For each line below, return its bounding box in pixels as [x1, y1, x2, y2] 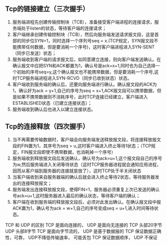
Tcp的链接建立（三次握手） [5, 4, 89, 13]
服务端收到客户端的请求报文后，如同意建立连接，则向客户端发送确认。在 [12, 56, 161, 62]
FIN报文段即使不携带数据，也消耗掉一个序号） [21, 149, 116, 155]
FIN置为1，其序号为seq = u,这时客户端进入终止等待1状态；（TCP [21, 143, 152, 149]
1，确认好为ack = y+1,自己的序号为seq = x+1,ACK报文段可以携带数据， [12, 87, 157, 93]
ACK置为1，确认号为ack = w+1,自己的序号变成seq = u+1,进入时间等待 [12, 205, 155, 211]
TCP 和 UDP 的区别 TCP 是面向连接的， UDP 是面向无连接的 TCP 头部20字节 [5, 222, 163, 228]
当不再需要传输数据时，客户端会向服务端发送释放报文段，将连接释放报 [12, 136, 157, 142]
